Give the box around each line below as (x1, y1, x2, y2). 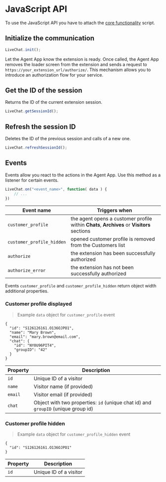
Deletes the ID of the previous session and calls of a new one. (5, 136, 131, 142)
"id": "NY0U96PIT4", (14, 343, 56, 348)
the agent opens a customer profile (71, 215, 152, 222)
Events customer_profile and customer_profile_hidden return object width (5, 283, 157, 289)
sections (71, 228, 90, 235)
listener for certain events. (5, 177, 59, 183)
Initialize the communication (5, 34, 95, 42)
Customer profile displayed (5, 300, 72, 307)
